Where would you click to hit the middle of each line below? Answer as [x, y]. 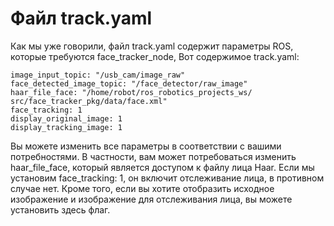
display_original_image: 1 [66, 118]
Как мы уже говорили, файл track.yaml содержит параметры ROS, [152, 46]
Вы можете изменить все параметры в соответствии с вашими [146, 146]
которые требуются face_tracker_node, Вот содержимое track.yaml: [155, 56]
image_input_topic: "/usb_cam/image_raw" [98, 75]
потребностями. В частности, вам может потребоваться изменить [153, 156]
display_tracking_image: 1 [66, 127]
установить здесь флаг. [60, 209]
